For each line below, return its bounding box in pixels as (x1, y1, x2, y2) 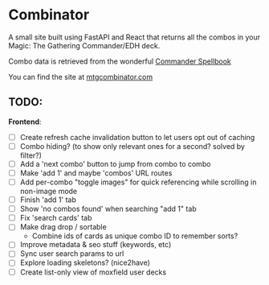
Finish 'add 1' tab (19, 195, 76, 204)
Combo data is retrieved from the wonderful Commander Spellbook (8, 56, 231, 66)
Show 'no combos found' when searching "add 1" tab (19, 204, 197, 214)
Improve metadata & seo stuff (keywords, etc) (19, 240, 172, 250)
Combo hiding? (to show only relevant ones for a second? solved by (19, 141, 245, 151)
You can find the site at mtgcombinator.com (8, 72, 153, 81)
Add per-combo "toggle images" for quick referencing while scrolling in (19, 177, 257, 187)
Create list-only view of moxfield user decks (19, 267, 167, 277)
